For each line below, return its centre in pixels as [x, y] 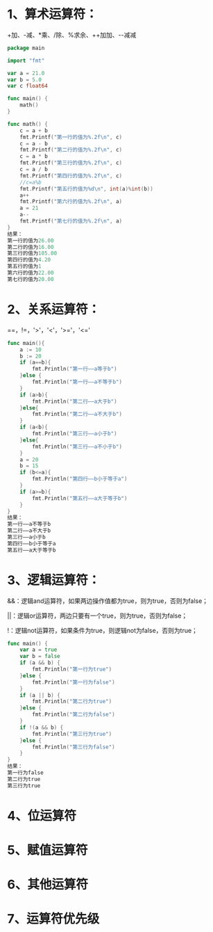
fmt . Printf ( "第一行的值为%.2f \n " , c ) [71, 137]
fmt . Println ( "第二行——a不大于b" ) [77, 415]
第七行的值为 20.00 [31, 279]
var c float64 [28, 86]
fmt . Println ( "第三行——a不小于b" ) [77, 447]
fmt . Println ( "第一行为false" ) [74, 682]
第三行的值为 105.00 [32, 254]
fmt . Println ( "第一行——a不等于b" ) [77, 382]
